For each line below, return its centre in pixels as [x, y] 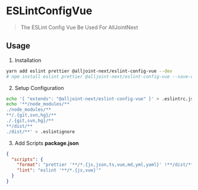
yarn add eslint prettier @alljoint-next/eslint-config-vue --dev [89, 71]
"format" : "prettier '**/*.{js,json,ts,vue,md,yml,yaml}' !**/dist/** [105, 165]
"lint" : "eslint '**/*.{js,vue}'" [59, 170]
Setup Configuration [39, 88]
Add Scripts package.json [47, 143]
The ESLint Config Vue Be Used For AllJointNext [79, 27]
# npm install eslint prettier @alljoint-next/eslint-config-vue [88, 76]
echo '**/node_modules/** [38, 104]
